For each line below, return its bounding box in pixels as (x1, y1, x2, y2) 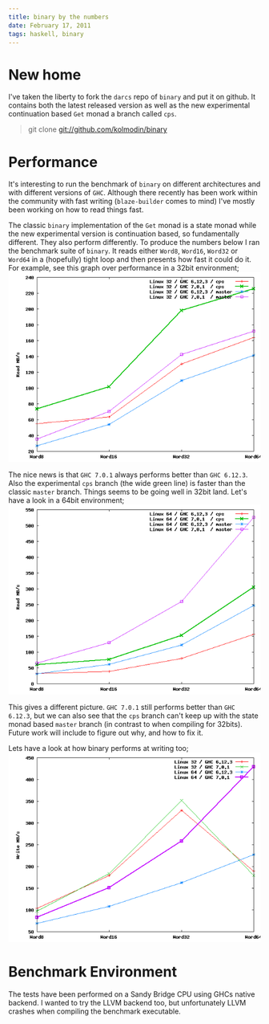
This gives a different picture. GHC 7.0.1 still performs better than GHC (8, 703, 235, 712)
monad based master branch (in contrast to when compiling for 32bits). (8, 720, 243, 729)
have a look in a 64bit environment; (8, 496, 125, 505)
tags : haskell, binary (8, 30, 84, 38)
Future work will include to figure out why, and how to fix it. (8, 728, 204, 738)
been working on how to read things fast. (8, 205, 144, 214)
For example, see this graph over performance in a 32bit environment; (8, 263, 239, 273)
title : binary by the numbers (8, 13, 110, 21)
